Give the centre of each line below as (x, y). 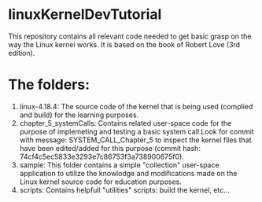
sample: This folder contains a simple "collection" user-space (119, 165)
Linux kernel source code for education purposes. (101, 182)
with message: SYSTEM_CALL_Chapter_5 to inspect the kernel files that (135, 140)
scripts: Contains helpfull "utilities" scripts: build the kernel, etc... (125, 189)
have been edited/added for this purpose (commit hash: (110, 148)
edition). (22, 53)
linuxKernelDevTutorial (85, 15)
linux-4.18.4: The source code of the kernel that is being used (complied (136, 106)
